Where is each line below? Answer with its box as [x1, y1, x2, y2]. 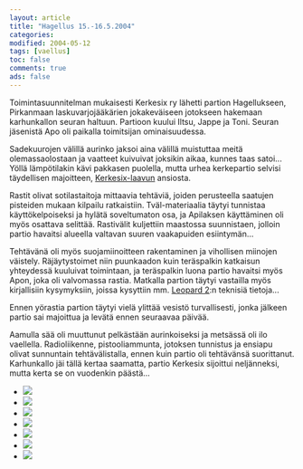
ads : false [9, 72, 51, 81]
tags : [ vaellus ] [9, 47, 71, 56]
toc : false [9, 55, 51, 64]
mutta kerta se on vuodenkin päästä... [9, 368, 151, 378]
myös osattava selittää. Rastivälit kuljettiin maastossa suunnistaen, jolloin [9, 218, 280, 229]
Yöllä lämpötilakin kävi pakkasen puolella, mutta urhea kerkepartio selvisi [9, 162, 281, 173]
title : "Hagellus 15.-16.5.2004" [9, 22, 136, 31]
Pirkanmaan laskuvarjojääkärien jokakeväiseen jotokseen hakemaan [9, 106, 262, 118]
